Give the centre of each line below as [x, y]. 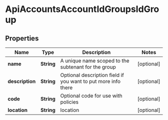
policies [69, 102]
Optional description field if [92, 75]
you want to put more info [90, 81]
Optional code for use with [91, 96]
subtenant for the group [88, 67]
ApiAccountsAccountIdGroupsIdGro [82, 9]
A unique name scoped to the [95, 61]
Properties [22, 38]
